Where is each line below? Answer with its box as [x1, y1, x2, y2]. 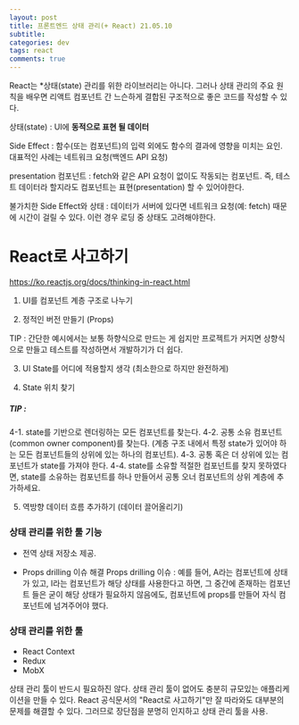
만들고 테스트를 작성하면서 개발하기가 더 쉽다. [25, 344, 184, 354]
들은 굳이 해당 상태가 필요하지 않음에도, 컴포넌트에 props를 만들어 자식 [31, 589, 277, 600]
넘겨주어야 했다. [53, 600, 109, 612]
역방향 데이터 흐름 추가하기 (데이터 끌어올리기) [21, 501, 184, 512]
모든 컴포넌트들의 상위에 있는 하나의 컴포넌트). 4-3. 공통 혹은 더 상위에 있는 [18, 448, 279, 460]
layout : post [9, 12, 58, 22]
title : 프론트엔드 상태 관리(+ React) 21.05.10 [9, 21, 172, 30]
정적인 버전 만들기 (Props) [21, 313, 114, 324]
